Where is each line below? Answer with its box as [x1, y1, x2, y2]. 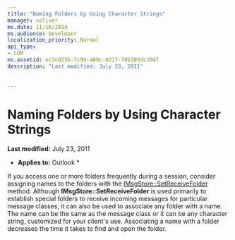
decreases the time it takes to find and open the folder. [7, 224, 167, 233]
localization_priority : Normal [7, 37, 100, 44]
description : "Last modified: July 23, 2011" [7, 63, 143, 70]
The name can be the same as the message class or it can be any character [7, 210, 228, 218]
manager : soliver [7, 17, 59, 24]
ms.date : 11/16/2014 [7, 23, 68, 30]
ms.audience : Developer [7, 30, 78, 37]
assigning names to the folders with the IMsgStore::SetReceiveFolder [7, 179, 208, 188]
